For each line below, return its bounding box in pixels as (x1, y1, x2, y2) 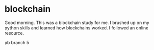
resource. (4, 30, 24, 36)
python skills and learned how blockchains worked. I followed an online (4, 25, 149, 30)
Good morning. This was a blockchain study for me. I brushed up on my (4, 20, 150, 25)
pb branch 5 (4, 39, 29, 45)
